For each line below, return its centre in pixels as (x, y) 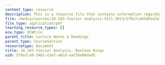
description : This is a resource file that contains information (73, 14)
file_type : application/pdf (34, 23)
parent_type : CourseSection (34, 42)
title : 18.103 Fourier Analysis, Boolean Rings (55, 50)
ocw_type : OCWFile (24, 32)
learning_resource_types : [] (35, 28)
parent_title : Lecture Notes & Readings (47, 37)
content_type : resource (29, 10)
